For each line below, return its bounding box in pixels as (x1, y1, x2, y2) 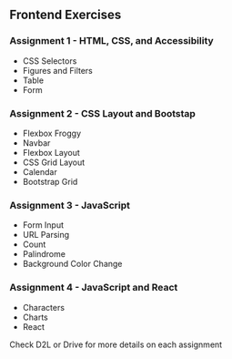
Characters (22, 302, 66, 313)
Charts (22, 312, 48, 323)
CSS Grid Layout (22, 157, 86, 168)
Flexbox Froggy (22, 128, 82, 138)
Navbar (22, 137, 51, 149)
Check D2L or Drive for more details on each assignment (9, 339, 223, 350)
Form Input (22, 220, 65, 231)
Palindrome (22, 249, 66, 260)
